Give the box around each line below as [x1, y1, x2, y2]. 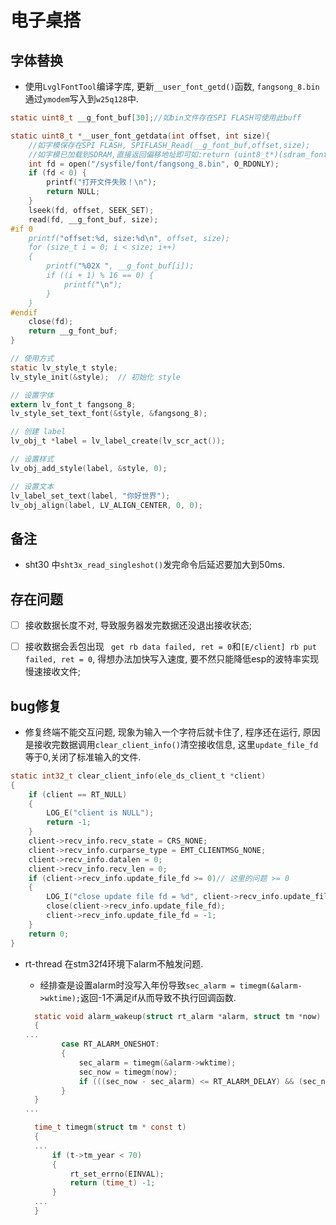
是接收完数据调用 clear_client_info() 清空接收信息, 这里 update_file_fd [24, 738, 319, 750]
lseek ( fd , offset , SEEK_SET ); [28, 205, 155, 215]
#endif [10, 307, 38, 318]
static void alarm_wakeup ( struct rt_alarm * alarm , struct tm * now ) [34, 1011, 322, 1021]
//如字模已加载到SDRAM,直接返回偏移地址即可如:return [28, 149, 230, 160]
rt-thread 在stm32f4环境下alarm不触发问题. [24, 957, 204, 970]
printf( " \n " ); [63, 279, 123, 290]
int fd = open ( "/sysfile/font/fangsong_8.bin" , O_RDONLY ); [28, 159, 280, 169]
